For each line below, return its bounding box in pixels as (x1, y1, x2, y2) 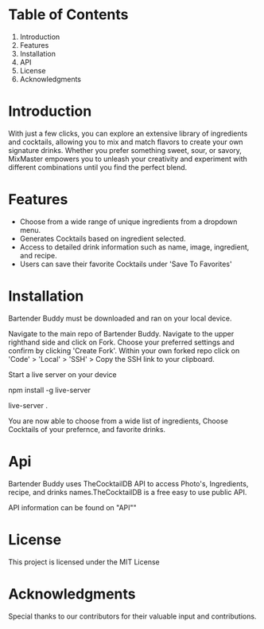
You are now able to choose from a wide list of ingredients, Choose (8, 416, 228, 426)
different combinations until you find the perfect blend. (8, 162, 188, 172)
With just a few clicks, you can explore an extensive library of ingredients (8, 128, 248, 138)
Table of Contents (8, 6, 129, 24)
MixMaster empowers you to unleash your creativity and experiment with (8, 154, 248, 163)
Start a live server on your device (8, 369, 117, 379)
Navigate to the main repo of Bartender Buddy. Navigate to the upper (8, 328, 235, 338)
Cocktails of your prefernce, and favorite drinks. (8, 424, 165, 434)
